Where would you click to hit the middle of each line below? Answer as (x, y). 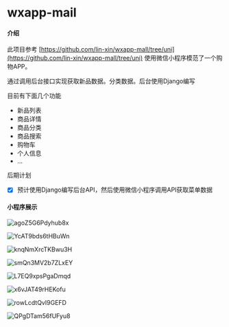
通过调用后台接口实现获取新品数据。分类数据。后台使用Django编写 (101, 81)
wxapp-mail (42, 13)
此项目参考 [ (24, 49)
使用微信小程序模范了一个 (181, 58)
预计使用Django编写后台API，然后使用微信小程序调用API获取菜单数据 (115, 190)
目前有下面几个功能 (34, 96)
